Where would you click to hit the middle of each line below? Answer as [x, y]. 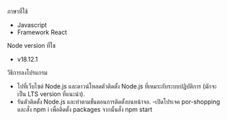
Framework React [42, 32]
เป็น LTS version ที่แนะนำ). [51, 94]
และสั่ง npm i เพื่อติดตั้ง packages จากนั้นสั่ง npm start [85, 109]
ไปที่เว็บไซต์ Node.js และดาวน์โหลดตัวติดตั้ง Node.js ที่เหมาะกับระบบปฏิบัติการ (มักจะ [117, 86]
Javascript [32, 25]
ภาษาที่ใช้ [17, 11]
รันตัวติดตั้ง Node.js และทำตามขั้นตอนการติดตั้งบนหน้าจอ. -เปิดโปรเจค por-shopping [119, 101]
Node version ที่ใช [32, 46]
